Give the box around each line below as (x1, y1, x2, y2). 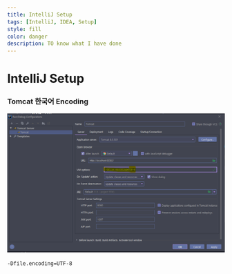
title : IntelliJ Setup (7, 11, 72, 18)
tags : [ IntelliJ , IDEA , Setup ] (7, 18, 97, 26)
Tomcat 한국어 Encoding (7, 97, 88, 106)
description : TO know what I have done (7, 40, 122, 48)
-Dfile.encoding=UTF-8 (7, 260, 72, 267)
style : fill (7, 26, 41, 32)
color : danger (7, 33, 48, 40)
